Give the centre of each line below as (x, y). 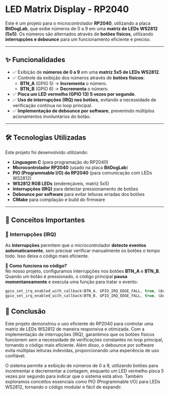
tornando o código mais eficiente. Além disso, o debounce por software (80, 345)
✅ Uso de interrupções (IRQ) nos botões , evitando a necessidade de (84, 100)
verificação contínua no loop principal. (52, 105)
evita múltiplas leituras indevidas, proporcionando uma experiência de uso (82, 350)
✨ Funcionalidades (35, 60)
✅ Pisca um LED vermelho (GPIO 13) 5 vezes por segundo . (74, 94)
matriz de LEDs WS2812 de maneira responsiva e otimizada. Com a (75, 329)
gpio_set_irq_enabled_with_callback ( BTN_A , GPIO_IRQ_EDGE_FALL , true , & (83, 291)
